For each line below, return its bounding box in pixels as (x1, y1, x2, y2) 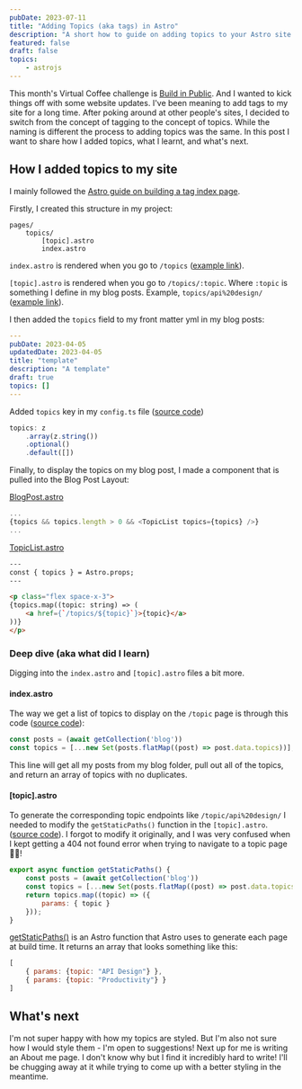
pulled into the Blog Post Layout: (9, 474, 129, 486)
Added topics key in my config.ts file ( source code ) (9, 406, 204, 416)
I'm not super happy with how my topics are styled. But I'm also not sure (9, 1032, 277, 1043)
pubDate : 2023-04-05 (9, 339, 87, 349)
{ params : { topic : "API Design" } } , (25, 968, 164, 977)
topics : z (9, 424, 47, 433)
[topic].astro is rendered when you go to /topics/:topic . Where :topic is (9, 277, 288, 288)
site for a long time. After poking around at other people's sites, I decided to (9, 107, 290, 118)
